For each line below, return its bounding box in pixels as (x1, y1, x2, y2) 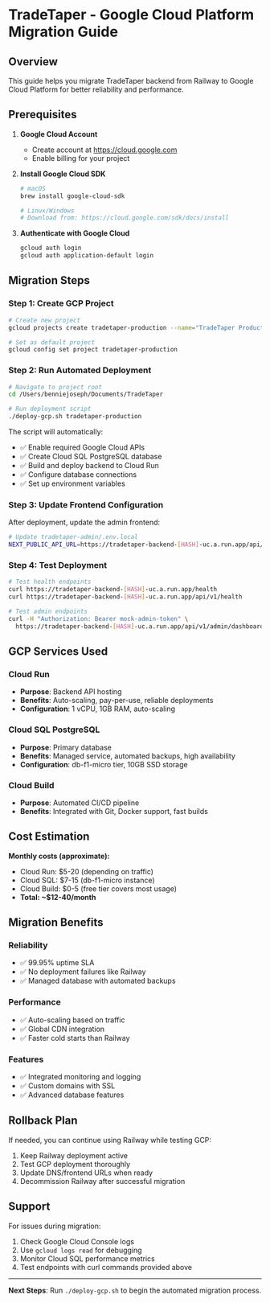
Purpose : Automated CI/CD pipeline (19, 798, 140, 808)
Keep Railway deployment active (19, 1150, 129, 1160)
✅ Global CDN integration (19, 1024, 105, 1034)
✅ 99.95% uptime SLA (19, 958, 95, 968)
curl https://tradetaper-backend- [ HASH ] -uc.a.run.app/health (8, 586, 218, 594)
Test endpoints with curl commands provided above (19, 1262, 193, 1272)
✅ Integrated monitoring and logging (19, 1072, 141, 1082)
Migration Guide (8, 23, 119, 41)
